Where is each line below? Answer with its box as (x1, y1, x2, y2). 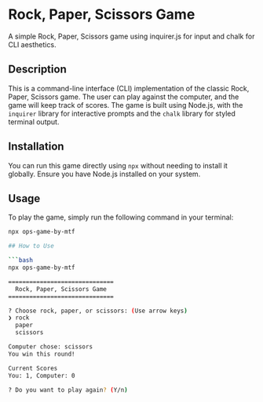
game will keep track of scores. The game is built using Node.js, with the (8, 100, 243, 109)
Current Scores (8, 364, 58, 372)
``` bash (8, 256, 34, 264)
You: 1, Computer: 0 (8, 371, 76, 379)
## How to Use (8, 242, 55, 250)
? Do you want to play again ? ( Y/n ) (8, 385, 128, 394)
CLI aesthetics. (8, 39, 57, 49)
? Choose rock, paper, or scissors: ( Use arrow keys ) (8, 307, 188, 315)
